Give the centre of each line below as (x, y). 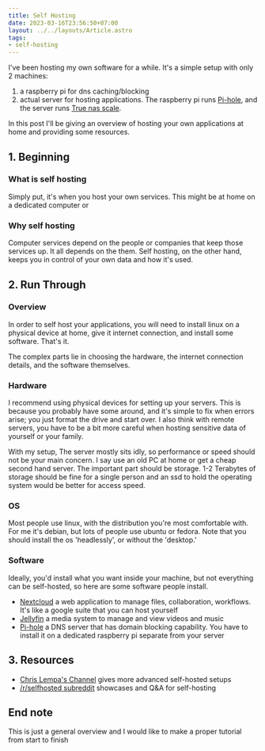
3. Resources (41, 660)
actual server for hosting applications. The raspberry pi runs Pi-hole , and (138, 100)
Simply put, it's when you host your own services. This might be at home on (132, 196)
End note (30, 713)
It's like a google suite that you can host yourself (98, 610)
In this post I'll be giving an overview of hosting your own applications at (126, 124)
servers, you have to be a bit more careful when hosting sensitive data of (127, 428)
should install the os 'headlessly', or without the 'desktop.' (102, 540)
